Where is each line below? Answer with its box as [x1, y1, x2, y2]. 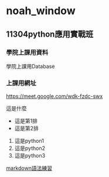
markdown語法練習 [6, 165, 53, 172]
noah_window [6, 4, 76, 18]
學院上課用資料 [6, 48, 49, 57]
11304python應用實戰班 [6, 29, 94, 39]
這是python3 [14, 152, 46, 159]
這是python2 [14, 145, 46, 152]
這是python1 [14, 137, 44, 145]
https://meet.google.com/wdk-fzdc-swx [6, 93, 103, 100]
